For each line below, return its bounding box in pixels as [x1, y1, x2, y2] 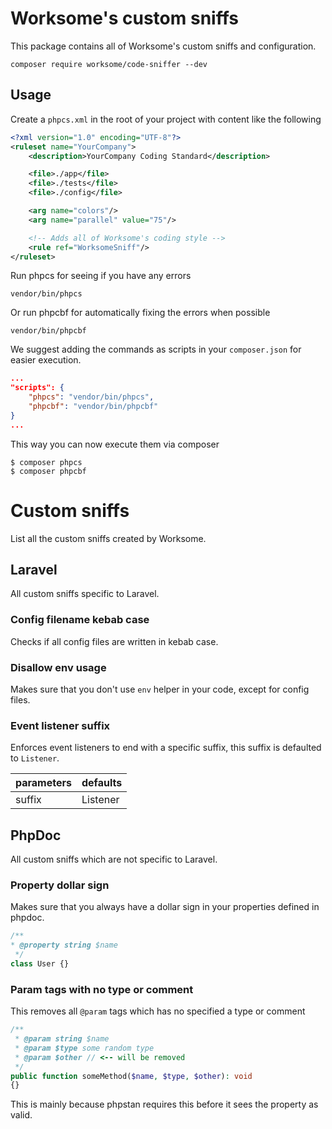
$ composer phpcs [10, 457, 83, 467]
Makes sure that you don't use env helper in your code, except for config [10, 683, 310, 695]
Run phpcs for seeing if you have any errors [10, 270, 192, 282]
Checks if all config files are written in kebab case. [10, 635, 219, 647]
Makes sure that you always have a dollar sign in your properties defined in [10, 901, 320, 913]
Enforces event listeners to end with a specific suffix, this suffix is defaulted [10, 742, 322, 754]
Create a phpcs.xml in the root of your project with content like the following [10, 113, 322, 125]
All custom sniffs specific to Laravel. [10, 588, 160, 600]
